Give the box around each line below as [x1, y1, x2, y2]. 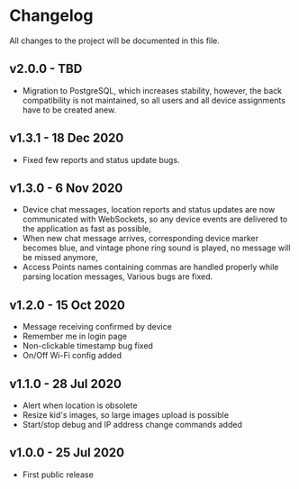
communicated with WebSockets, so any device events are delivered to [22, 213, 288, 225]
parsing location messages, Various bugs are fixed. [22, 271, 213, 282]
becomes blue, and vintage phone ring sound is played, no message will [22, 242, 291, 253]
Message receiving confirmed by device [22, 321, 173, 332]
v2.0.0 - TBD [9, 61, 83, 77]
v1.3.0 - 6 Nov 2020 [9, 180, 123, 195]
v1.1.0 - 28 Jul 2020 [9, 376, 122, 392]
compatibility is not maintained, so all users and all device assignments [22, 95, 286, 105]
